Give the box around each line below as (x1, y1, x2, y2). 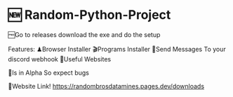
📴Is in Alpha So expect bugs (8, 68, 90, 77)
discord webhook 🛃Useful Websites (8, 54, 112, 63)
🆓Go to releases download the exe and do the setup (8, 30, 161, 38)
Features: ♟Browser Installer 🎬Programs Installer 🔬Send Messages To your (8, 45, 227, 53)
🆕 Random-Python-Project (8, 7, 171, 23)
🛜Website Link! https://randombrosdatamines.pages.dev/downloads (8, 82, 205, 90)
